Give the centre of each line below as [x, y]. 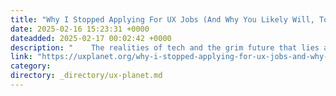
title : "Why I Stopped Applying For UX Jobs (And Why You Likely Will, [162, 19]
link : [21, 57]
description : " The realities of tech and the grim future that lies [165, 47]
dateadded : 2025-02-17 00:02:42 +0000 [91, 38]
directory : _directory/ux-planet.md [86, 76]
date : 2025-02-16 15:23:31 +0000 [80, 29]
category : [31, 66]
